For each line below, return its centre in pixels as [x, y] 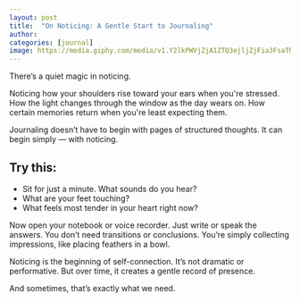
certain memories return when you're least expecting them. [118, 113]
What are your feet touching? [76, 198]
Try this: [33, 168]
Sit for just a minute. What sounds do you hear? [109, 189]
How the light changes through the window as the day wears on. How [137, 103]
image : [21, 51]
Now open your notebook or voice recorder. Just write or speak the [133, 225]
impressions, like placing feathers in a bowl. [90, 244]
